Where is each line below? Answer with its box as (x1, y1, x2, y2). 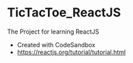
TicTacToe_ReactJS (7, 5, 121, 21)
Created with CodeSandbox (16, 40, 96, 49)
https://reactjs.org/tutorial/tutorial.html (16, 48, 126, 56)
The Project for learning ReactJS (7, 27, 99, 36)
